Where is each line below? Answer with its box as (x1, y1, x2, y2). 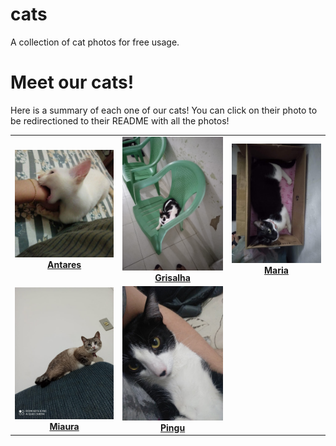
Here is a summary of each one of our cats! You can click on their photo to (10, 104, 318, 116)
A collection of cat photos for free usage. (10, 36, 180, 48)
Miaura (49, 420, 80, 432)
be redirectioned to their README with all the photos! (10, 114, 230, 127)
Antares (47, 258, 82, 270)
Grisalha (154, 272, 191, 284)
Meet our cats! (10, 71, 135, 94)
